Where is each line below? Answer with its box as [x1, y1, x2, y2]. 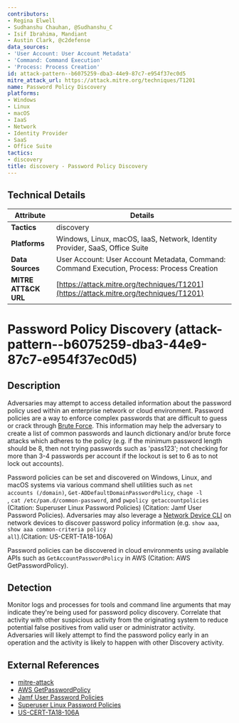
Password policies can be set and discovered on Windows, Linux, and [7, 473, 212, 482]
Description [7, 380, 60, 392]
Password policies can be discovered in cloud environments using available [7, 546, 229, 554]
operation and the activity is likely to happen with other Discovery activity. [7, 638, 224, 647]
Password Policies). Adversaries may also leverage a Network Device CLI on [7, 511, 232, 519]
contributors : [7, 10, 50, 18]
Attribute [14, 210, 46, 220]
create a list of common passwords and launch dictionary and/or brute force [7, 429, 231, 437]
